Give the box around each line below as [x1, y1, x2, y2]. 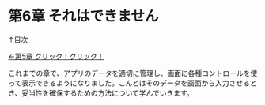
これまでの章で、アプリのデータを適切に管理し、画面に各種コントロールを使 [8, 68, 258, 77]
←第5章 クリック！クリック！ [8, 51, 104, 61]
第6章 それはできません [8, 7, 159, 25]
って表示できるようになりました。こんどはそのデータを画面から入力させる [8, 78, 251, 88]
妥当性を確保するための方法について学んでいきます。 [21, 88, 194, 97]
